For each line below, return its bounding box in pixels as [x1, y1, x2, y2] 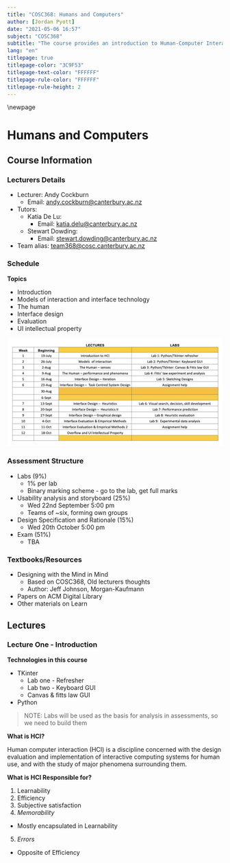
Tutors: [16, 205, 38, 214]
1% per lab [27, 479, 57, 487]
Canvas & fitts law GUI [27, 691, 90, 699]
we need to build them [23, 718, 88, 727]
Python [16, 698, 38, 706]
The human [16, 302, 50, 310]
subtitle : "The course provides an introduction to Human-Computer [7, 40, 204, 47]
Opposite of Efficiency [16, 848, 80, 856]
